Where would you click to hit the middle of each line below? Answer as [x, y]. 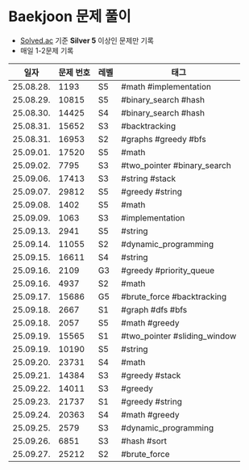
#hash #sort [144, 441]
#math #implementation [166, 86]
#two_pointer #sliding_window [178, 336]
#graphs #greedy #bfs [164, 139]
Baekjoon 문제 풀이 [70, 17]
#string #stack [148, 178]
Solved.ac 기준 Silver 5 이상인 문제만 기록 [87, 40]
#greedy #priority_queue [168, 270]
